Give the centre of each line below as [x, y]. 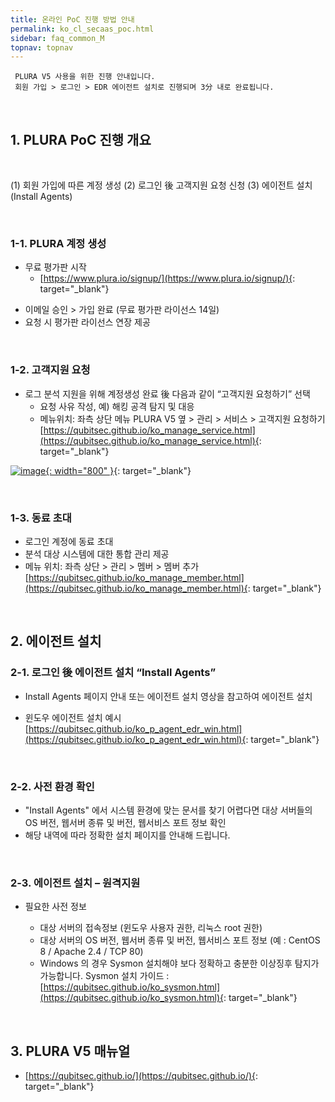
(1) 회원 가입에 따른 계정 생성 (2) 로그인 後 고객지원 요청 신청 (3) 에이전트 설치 [161, 185]
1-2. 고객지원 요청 [50, 370]
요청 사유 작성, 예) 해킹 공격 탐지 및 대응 [117, 406]
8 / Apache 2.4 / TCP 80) [91, 952]
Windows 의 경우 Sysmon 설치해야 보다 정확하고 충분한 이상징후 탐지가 [179, 963]
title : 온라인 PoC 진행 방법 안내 [72, 19]
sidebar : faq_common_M [57, 38]
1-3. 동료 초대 [41, 518]
